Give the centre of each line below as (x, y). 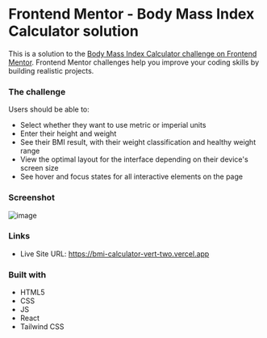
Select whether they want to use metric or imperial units (113, 125)
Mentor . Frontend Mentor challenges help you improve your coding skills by (134, 62)
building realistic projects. (51, 70)
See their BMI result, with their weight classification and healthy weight (138, 142)
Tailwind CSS (42, 327)
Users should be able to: (49, 109)
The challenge (37, 91)
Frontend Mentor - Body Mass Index (131, 14)
